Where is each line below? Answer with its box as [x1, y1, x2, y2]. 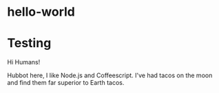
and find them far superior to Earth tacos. [7, 79, 125, 87]
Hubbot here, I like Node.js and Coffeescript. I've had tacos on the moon [7, 71, 213, 79]
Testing [7, 36, 52, 51]
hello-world [7, 4, 76, 20]
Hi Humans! [7, 58, 41, 66]
